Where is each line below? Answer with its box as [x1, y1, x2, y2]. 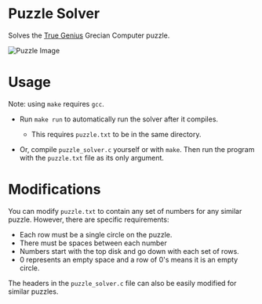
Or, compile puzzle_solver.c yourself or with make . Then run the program [19, 144, 255, 154]
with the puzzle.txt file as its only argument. [19, 153, 165, 162]
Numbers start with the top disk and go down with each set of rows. [19, 246, 239, 255]
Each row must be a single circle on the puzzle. [19, 230, 173, 239]
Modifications [8, 181, 101, 198]
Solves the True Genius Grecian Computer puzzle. [8, 31, 170, 40]
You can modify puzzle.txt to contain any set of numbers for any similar [8, 206, 242, 215]
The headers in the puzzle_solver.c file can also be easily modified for [8, 278, 237, 288]
